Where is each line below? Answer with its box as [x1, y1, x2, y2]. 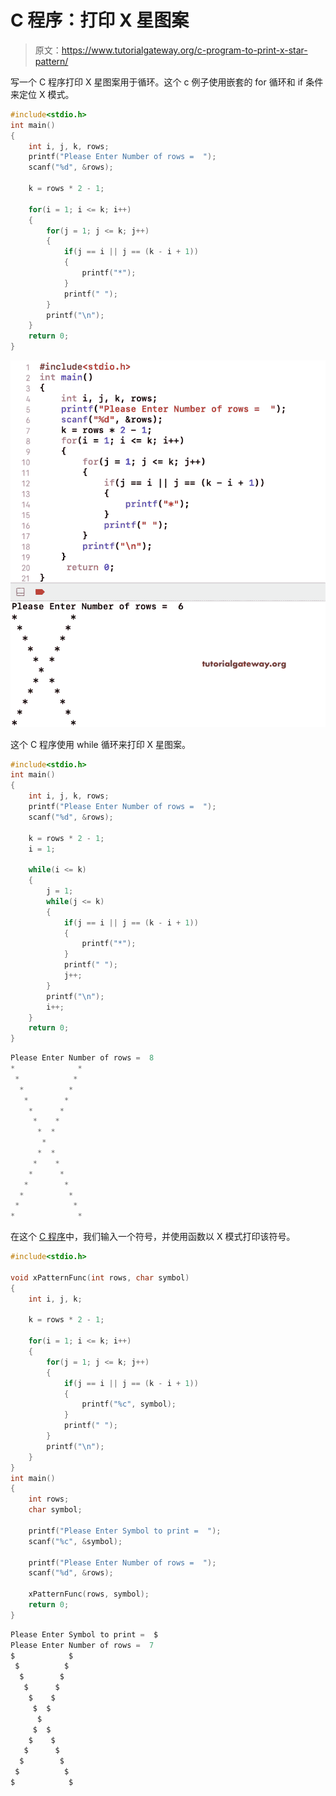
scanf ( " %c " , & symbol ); [28, 1536, 123, 1546]
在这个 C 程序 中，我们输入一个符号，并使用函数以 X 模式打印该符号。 [10, 1231, 296, 1243]
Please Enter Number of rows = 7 [10, 1640, 155, 1650]
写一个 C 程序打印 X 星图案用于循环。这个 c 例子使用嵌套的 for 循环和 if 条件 [10, 76, 324, 88]
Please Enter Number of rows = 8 [10, 1053, 155, 1063]
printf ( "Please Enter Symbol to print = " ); [28, 1526, 222, 1536]
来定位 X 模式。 [10, 88, 75, 100]
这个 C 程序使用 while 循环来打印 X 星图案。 [10, 738, 192, 750]
